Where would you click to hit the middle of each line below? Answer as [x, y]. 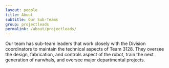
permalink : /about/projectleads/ [41, 29]
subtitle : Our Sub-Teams [32, 19]
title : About [19, 15]
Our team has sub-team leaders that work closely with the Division [76, 43]
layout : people [22, 10]
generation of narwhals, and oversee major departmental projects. [75, 60]
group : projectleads [27, 24]
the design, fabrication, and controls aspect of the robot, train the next [79, 55]
